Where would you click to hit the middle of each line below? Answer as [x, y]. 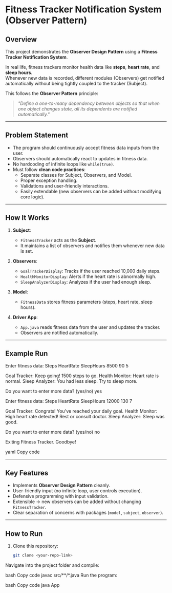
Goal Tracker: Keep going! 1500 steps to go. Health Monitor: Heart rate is [82, 376]
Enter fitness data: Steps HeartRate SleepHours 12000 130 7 [69, 401]
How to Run [24, 534]
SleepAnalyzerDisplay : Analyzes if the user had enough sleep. [86, 282]
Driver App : [25, 317]
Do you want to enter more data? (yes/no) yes [54, 391]
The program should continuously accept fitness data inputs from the [86, 147]
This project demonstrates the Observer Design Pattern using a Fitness [81, 52]
